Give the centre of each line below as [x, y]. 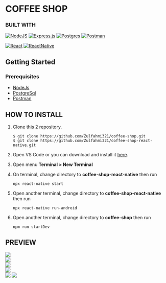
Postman [22, 99]
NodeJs [21, 88]
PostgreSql [24, 93]
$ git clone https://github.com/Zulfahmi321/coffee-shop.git [79, 136]
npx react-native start [38, 184]
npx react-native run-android [45, 208]
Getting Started [30, 62]
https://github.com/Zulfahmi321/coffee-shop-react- [96, 140]
